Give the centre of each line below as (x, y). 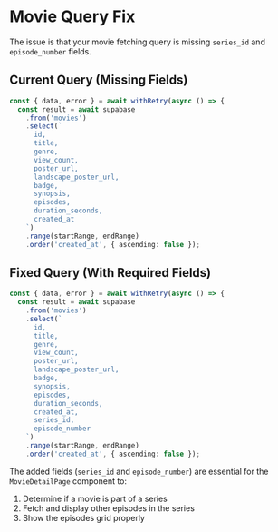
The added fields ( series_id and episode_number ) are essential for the (139, 471)
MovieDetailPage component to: (68, 481)
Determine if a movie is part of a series (95, 498)
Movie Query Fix (72, 17)
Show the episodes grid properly (83, 517)
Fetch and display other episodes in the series (108, 508)
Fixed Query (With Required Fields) (110, 273)
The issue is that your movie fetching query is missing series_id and (137, 42)
